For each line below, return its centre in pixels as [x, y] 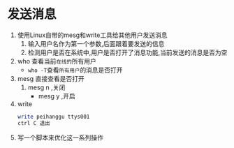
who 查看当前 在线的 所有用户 [57, 61]
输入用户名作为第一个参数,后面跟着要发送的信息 [96, 43]
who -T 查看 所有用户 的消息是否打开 [75, 70]
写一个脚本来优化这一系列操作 [60, 138]
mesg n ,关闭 [46, 87]
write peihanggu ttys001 [53, 117]
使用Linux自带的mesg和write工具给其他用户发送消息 [92, 35]
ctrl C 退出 [34, 123]
